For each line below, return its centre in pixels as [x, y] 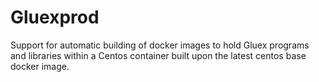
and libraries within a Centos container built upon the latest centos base [158, 55]
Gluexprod [55, 17]
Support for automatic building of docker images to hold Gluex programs [160, 45]
